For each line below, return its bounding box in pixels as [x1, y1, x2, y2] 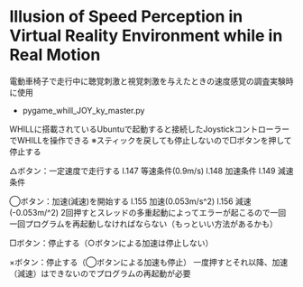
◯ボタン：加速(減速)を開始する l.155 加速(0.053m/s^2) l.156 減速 [9, 196, 252, 207]
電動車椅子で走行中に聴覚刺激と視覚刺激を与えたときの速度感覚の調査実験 [9, 75, 286, 87]
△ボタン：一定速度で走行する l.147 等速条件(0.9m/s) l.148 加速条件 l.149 [9, 165, 276, 176]
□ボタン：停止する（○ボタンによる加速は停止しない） [9, 237, 214, 248]
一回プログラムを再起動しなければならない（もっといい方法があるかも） [9, 218, 278, 229]
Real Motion [9, 45, 101, 65]
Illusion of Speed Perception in [9, 6, 243, 27]
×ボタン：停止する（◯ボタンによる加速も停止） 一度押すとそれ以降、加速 [9, 256, 289, 267]
